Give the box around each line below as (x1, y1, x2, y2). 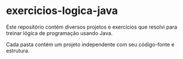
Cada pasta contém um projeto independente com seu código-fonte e (6, 41, 175, 48)
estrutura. (6, 47, 30, 54)
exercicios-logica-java (6, 4, 118, 18)
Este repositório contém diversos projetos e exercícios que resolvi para (6, 23, 177, 30)
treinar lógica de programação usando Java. (6, 29, 113, 36)
